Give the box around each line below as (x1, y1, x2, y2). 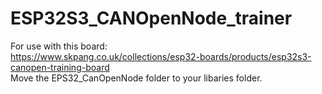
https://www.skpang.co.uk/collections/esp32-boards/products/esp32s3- (10, 50, 312, 62)
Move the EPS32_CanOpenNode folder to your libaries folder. (10, 72, 263, 84)
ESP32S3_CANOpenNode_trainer (10, 7, 293, 30)
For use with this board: (10, 40, 108, 52)
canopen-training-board (10, 61, 110, 73)
